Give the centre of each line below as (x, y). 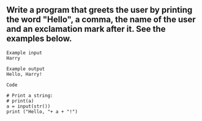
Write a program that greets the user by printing (99, 10)
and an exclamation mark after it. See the (86, 29)
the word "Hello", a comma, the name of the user (101, 20)
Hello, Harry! (24, 74)
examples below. (39, 39)
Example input (24, 53)
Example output (26, 69)
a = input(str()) (28, 106)
